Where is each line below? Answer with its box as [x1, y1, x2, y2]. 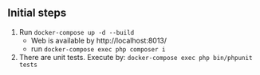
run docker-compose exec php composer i [30, 43, 166, 54]
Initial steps [7, 6, 67, 20]
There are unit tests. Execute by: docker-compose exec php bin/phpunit [18, 52, 253, 62]
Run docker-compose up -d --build [18, 27, 135, 36]
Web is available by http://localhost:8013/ [30, 36, 167, 45]
